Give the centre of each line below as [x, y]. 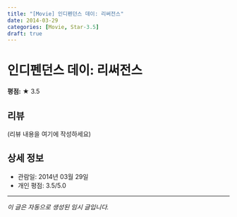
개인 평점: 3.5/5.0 [42, 185]
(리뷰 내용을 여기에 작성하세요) [49, 134]
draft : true [25, 33]
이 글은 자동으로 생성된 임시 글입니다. [58, 207]
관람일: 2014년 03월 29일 [53, 176]
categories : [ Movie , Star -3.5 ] [53, 27]
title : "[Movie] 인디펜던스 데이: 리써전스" [66, 14]
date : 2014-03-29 [33, 20]
